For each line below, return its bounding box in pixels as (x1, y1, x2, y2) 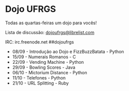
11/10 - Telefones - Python (12, 75, 66, 81)
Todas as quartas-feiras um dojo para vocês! (5, 20, 97, 26)
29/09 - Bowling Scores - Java (12, 64, 75, 70)
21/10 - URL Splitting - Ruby (12, 80, 69, 86)
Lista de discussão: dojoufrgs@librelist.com (5, 29, 95, 35)
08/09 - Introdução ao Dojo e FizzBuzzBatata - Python (12, 48, 124, 54)
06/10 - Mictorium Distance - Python (12, 69, 88, 75)
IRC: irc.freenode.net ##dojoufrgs (5, 39, 74, 45)
